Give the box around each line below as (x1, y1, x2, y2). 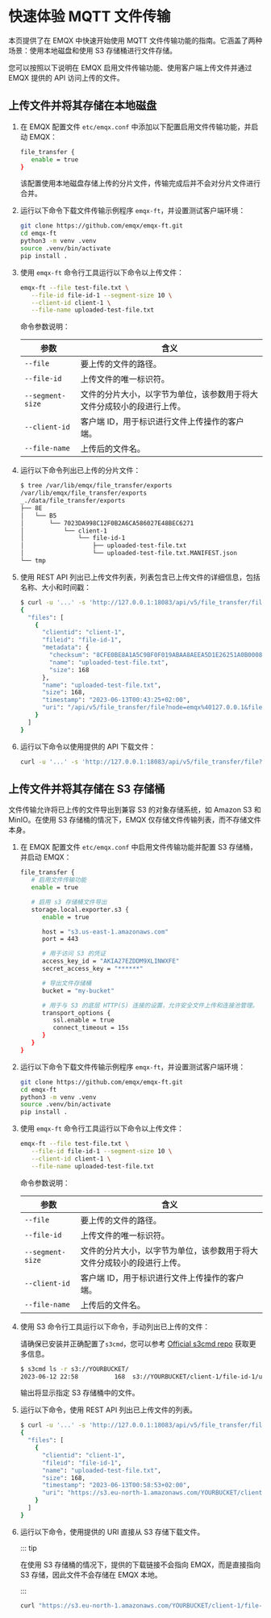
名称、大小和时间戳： (19, 582, 91, 592)
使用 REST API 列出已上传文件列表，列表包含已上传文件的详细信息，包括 (19, 572, 261, 582)
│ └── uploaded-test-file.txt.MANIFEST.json (19, 550, 238, 558)
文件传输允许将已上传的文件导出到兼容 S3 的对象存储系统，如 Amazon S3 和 (8, 805, 261, 815)
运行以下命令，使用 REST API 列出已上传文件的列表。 (19, 1405, 198, 1415)
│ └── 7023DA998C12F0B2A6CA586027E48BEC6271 (19, 519, 194, 527)
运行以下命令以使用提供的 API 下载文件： (19, 742, 156, 751)
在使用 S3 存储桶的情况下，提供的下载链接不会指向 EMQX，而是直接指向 (19, 1559, 261, 1570)
